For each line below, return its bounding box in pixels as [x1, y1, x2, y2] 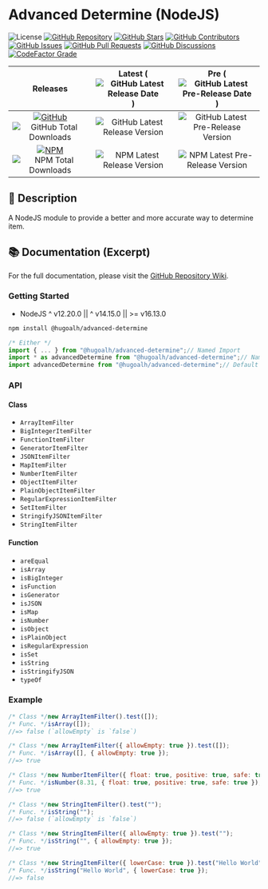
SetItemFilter [19, 504, 67, 512]
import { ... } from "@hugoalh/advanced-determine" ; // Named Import [8, 346, 241, 354]
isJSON [19, 600, 42, 608]
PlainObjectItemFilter [19, 487, 96, 495]
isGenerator [19, 591, 60, 599]
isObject [19, 625, 49, 633]
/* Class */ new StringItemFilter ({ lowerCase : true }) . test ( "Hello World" [8, 859, 262, 867]
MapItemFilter [19, 461, 67, 469]
